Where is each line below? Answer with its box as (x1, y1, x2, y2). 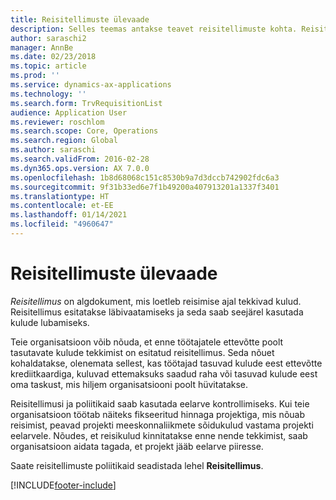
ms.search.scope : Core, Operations (10, 126, 159, 136)
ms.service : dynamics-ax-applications (10, 80, 172, 90)
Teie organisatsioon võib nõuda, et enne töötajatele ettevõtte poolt (10, 336, 284, 348)
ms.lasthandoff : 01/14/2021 (10, 210, 128, 220)
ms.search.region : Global (10, 136, 118, 146)
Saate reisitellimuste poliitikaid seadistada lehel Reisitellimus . (10, 459, 264, 471)
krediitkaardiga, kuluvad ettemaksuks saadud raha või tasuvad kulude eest (10, 367, 318, 380)
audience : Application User (10, 107, 128, 118)
